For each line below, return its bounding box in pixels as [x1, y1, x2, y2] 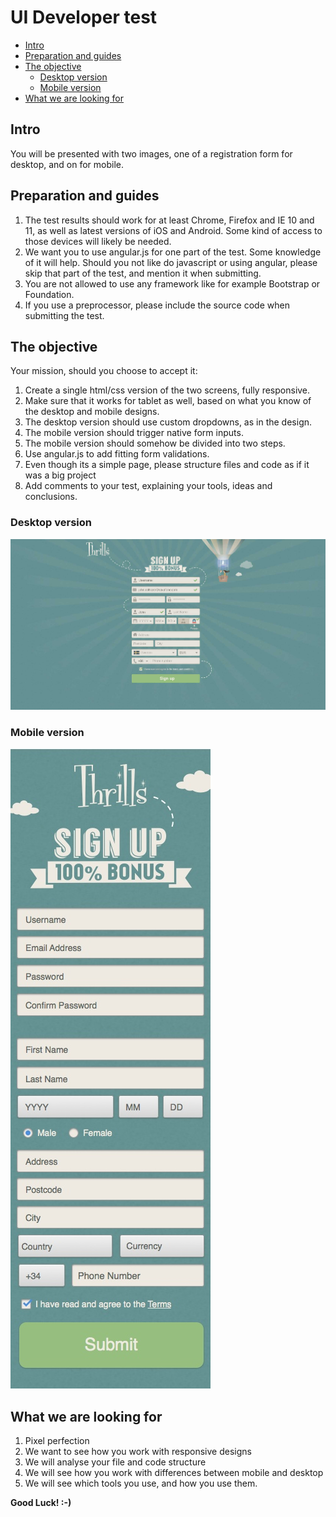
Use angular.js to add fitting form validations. [24, 448, 210, 460]
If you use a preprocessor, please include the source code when [24, 299, 290, 311]
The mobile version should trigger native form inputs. [24, 427, 244, 439]
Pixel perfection [24, 1435, 90, 1447]
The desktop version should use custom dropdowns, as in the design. [24, 416, 313, 428]
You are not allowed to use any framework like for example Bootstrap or [24, 277, 321, 290]
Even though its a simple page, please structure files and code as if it [24, 459, 310, 471]
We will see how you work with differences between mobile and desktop [24, 1467, 324, 1479]
